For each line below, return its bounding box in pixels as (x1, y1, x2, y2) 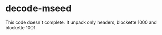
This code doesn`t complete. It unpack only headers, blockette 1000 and (5, 19, 157, 25)
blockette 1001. (5, 24, 37, 30)
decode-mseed (5, 3, 72, 14)
